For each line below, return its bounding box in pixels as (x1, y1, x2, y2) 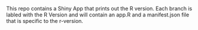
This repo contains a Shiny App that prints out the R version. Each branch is (6, 5, 193, 12)
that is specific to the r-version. (6, 18, 84, 24)
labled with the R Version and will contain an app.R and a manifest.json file (6, 11, 190, 18)
